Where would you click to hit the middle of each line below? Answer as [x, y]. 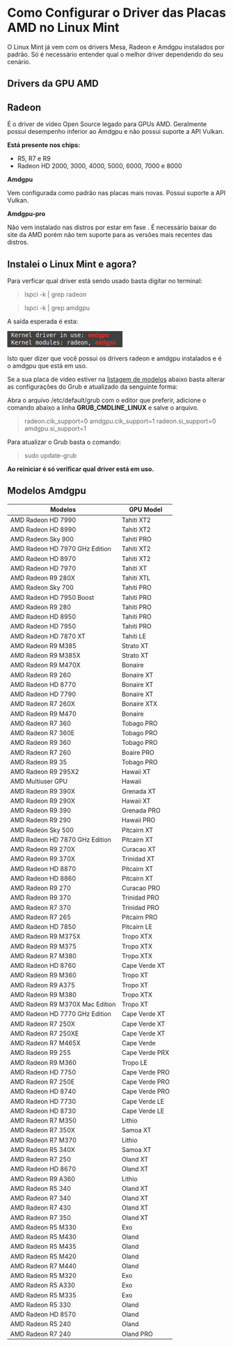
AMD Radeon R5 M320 [43, 1276]
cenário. [19, 61]
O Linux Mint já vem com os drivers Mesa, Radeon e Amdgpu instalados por [116, 47]
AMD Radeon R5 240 [41, 1324]
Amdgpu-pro [26, 214]
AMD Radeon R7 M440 [43, 1265]
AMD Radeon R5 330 [41, 1304]
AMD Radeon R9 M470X [46, 665]
